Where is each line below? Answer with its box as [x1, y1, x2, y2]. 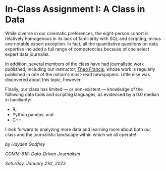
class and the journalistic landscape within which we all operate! [5, 131, 136, 137]
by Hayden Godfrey [5, 141, 46, 147]
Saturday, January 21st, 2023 [5, 160, 66, 166]
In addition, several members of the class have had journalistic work [5, 61, 144, 67]
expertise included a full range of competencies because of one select [5, 46, 150, 52]
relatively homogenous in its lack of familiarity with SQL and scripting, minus [5, 36, 161, 42]
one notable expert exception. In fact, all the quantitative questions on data [5, 41, 158, 46]
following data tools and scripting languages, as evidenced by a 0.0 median [5, 91, 160, 97]
